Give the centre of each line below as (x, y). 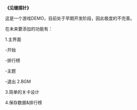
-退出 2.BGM (18, 82)
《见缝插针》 (18, 8)
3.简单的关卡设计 (22, 92)
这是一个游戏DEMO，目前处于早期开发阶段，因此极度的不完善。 (70, 18)
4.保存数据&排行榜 (24, 103)
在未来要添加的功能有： (29, 29)
